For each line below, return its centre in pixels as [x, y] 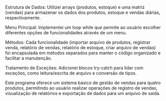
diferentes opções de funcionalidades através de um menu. [66, 33]
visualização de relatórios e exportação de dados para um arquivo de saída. [83, 93]
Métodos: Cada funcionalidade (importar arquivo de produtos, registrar [78, 42]
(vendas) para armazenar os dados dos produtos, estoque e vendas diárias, [83, 12]
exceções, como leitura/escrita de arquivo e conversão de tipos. [71, 73]
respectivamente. [23, 18]
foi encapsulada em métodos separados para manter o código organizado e [83, 53]
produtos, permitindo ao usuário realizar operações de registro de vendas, [81, 88]
